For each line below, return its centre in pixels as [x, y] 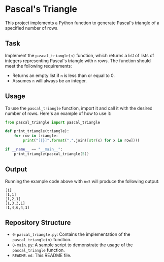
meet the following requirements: [39, 66]
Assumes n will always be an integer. [49, 80]
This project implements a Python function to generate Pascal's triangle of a [82, 23]
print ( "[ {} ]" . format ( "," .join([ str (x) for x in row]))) [81, 141]
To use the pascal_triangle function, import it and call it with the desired [79, 108]
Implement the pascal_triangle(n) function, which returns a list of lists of [80, 55]
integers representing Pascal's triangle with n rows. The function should [78, 61]
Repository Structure [38, 223]
